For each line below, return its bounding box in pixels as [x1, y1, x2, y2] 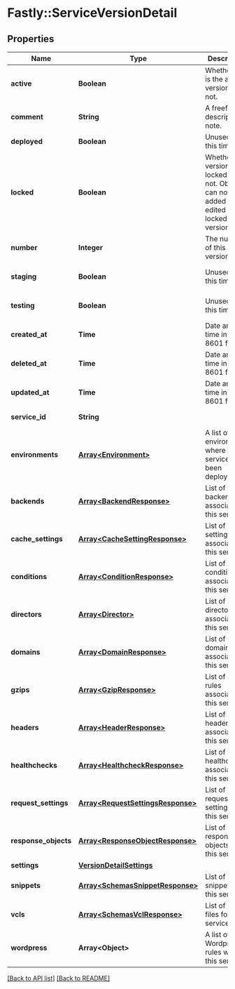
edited [205, 205, 226, 215]
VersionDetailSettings [78, 861, 153, 870]
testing [10, 300, 35, 310]
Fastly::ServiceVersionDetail [7, 5, 178, 21]
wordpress [10, 943, 48, 953]
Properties [7, 33, 55, 45]
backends [10, 496, 45, 506]
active [10, 79, 32, 88]
